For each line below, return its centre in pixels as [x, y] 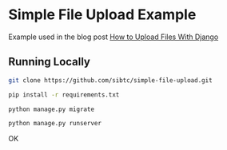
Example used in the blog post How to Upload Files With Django [113, 37]
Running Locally [49, 62]
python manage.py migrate [51, 109]
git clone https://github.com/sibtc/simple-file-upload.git [111, 80]
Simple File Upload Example [102, 15]
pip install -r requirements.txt [64, 95]
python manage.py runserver [55, 124]
